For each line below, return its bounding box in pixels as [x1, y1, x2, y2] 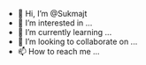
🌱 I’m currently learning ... [17, 27, 112, 37]
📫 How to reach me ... [17, 47, 100, 56]
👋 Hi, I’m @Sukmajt [17, 9, 88, 18]
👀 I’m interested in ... [17, 18, 93, 28]
